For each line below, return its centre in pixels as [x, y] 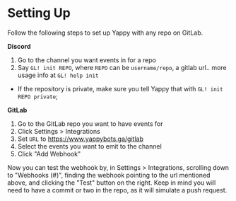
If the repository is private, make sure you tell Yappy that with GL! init [120, 88]
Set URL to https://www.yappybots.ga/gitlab [80, 139]
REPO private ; [37, 96]
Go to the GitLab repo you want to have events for [90, 124]
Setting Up [39, 13]
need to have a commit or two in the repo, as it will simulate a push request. [117, 190]
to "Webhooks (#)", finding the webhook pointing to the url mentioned [109, 175]
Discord [19, 46]
